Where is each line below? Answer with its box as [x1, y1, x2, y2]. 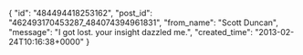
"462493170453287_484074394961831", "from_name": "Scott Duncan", [8, 17, 279, 28]
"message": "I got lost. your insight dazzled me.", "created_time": [8, 27, 253, 37]
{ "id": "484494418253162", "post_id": [8, 8, 152, 18]
